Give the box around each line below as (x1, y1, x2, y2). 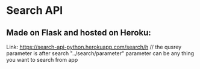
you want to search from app (6, 56, 78, 63)
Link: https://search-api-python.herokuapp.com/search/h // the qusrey (6, 43, 182, 50)
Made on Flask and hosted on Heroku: (6, 28, 152, 38)
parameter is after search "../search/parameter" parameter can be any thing (6, 50, 195, 57)
